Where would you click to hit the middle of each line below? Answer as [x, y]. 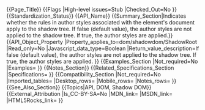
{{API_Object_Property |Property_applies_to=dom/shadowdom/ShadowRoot [102, 42]
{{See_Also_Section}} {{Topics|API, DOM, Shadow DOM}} [79, 87]
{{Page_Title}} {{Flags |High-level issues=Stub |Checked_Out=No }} [92, 9]
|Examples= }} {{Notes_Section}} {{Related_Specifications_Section [90, 68]
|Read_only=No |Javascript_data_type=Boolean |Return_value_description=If [103, 48]
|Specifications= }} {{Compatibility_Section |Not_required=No [84, 74]
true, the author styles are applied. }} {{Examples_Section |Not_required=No [102, 61]
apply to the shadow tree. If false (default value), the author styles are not [99, 29]
